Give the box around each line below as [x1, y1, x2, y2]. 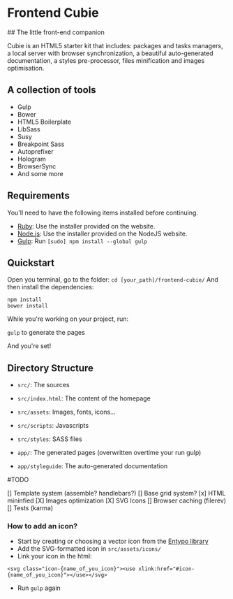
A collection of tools [7, 84, 96, 96]
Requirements [7, 190, 70, 202]
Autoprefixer [17, 147, 54, 155]
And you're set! [7, 342, 52, 350]
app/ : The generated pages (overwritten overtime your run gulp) [17, 449, 202, 457]
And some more [17, 169, 64, 178]
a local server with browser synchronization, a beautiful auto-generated [7, 49, 214, 57]
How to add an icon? [7, 521, 78, 531]
